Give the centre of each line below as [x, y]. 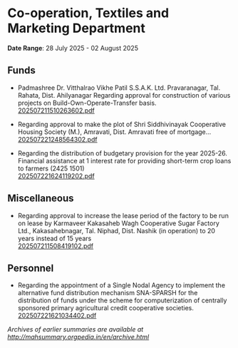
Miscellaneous [41, 199]
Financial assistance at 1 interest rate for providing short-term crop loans [124, 160]
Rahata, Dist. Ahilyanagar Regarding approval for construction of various [124, 95]
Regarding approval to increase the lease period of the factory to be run [123, 215]
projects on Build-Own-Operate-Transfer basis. [87, 103]
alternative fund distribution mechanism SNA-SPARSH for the [108, 293]
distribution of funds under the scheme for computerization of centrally [122, 300]
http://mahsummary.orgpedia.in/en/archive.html [78, 337]
